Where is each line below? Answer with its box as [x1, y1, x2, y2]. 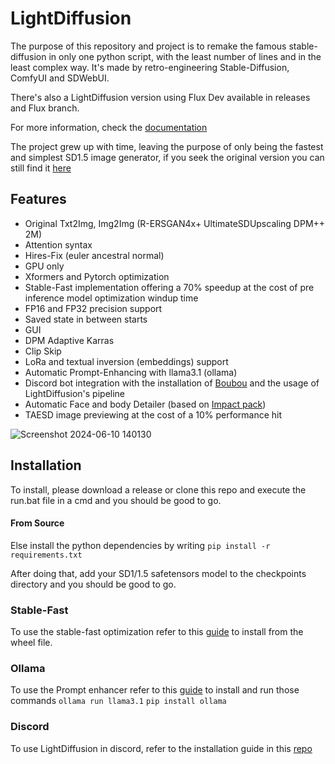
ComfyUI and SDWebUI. [10, 72, 110, 84]
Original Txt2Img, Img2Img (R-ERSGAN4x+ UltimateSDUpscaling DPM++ [24, 217, 326, 229]
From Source [10, 517, 65, 529]
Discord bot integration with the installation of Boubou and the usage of [24, 377, 320, 389]
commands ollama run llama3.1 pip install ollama [10, 695, 227, 707]
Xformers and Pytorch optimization [24, 270, 170, 282]
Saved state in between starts [24, 313, 148, 325]
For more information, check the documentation [10, 121, 208, 133]
